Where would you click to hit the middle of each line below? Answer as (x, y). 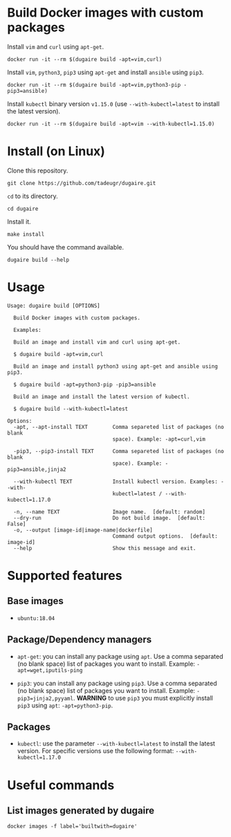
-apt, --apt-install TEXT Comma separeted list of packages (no (119, 427)
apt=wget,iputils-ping (50, 670)
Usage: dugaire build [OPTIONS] (54, 306)
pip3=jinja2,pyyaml (45, 698)
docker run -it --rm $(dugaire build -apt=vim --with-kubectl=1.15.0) (111, 124)
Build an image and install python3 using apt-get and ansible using (115, 366)
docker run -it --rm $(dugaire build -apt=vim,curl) (85, 59)
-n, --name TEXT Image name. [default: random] (110, 512)
